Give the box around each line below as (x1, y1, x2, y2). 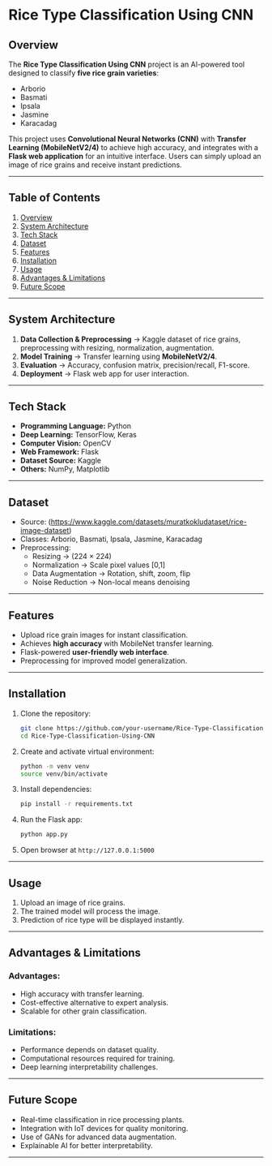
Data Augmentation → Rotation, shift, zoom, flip (32, 569, 191, 579)
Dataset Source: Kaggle (19, 456, 101, 466)
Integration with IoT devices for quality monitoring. (19, 1123, 189, 1133)
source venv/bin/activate (19, 769, 108, 778)
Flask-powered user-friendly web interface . (19, 648, 170, 657)
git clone (19, 724, 54, 732)
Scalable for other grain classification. (19, 1006, 147, 1016)
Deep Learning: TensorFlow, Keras (19, 430, 138, 440)
